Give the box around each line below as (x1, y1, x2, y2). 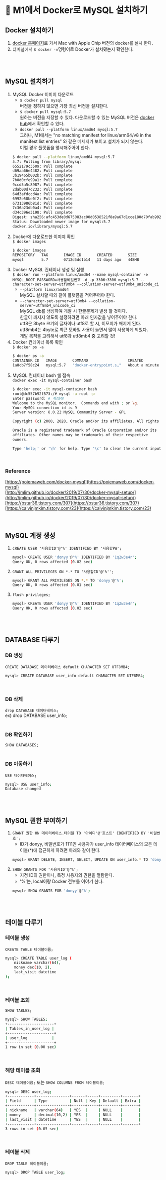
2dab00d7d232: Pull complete (12, 187, 73, 192)
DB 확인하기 (5, 731, 32, 738)
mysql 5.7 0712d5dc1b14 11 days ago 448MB (12, 257, 139, 262)
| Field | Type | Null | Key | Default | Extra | (5, 1098, 141, 1103)
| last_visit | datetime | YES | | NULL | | (5, 1117, 141, 1122)
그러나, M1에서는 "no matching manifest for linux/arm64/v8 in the (19, 132, 152, 138)
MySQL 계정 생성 (5, 531, 55, 540)
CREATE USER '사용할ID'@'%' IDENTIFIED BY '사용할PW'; (12, 546, 122, 551)
